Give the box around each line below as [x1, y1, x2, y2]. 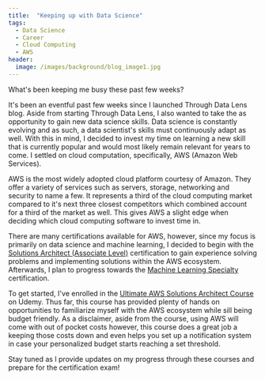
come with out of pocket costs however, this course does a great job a [8, 322, 238, 332]
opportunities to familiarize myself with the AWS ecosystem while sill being [8, 305, 253, 314]
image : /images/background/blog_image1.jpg [15, 63, 161, 71]
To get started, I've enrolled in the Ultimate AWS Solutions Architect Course [8, 288, 255, 298]
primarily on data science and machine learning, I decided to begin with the [8, 239, 255, 249]
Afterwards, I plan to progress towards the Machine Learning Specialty [8, 265, 239, 274]
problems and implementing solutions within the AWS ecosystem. [8, 256, 221, 265]
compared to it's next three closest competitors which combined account [8, 199, 248, 209]
